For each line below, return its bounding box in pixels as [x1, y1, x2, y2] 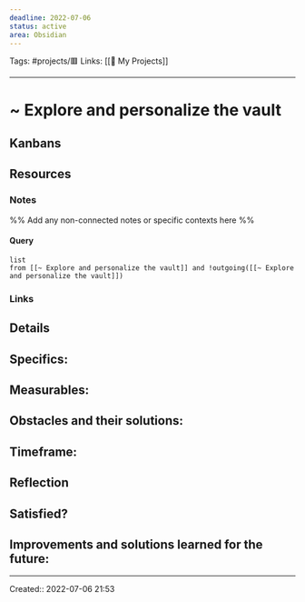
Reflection [9, 475, 70, 491]
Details [9, 320, 50, 336]
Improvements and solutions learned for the [9, 537, 263, 552]
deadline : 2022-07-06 [9, 13, 92, 23]
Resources [9, 166, 72, 182]
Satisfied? [9, 506, 68, 521]
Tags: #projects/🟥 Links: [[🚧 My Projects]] [9, 55, 169, 66]
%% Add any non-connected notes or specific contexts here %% [9, 215, 255, 226]
